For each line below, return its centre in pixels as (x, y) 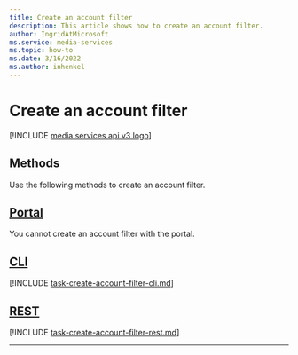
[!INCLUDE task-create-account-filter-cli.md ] (92, 283)
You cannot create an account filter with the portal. (102, 234)
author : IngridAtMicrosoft (59, 34)
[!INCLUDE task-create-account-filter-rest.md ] (94, 333)
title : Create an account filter (71, 17)
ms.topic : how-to (41, 51)
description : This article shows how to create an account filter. (137, 26)
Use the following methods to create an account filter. (107, 185)
